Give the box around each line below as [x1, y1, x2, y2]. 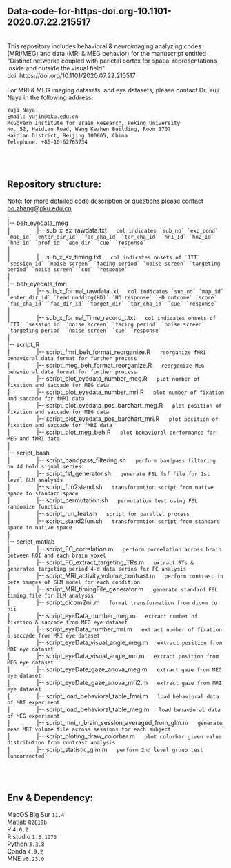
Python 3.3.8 [7, 840, 45, 848]
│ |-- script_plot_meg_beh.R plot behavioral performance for [7, 428, 216, 436]
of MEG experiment [7, 712, 60, 720]
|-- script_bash [7, 448, 50, 457]
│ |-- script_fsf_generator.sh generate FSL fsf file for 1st [7, 469, 210, 477]
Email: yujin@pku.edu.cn [7, 113, 79, 120]
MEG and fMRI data [7, 435, 60, 442]
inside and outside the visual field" [7, 63, 106, 72]
